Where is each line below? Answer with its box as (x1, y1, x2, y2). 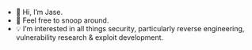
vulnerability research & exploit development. (15, 33, 164, 42)
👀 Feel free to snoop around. (15, 16, 109, 25)
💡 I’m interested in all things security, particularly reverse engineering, (15, 24, 245, 33)
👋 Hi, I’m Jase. (15, 8, 63, 16)
